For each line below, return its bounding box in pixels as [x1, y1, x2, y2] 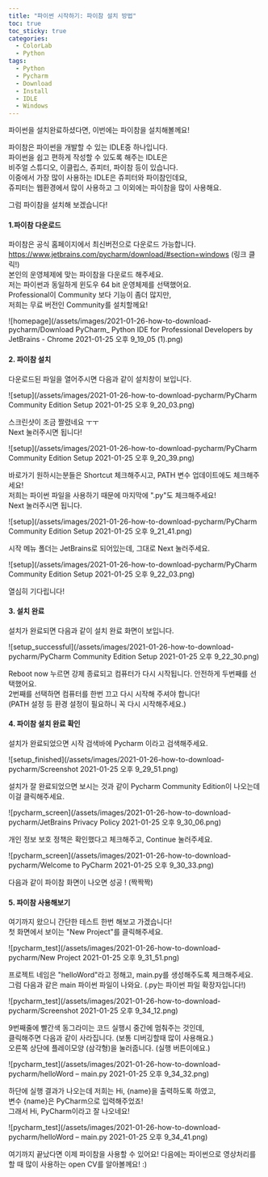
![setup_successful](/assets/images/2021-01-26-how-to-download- [8, 642, 234, 652]
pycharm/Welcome [8, 860, 72, 870]
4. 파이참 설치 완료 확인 [8, 719, 81, 728]
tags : [8, 57, 27, 65]
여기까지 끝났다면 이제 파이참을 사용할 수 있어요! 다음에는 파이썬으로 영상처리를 [8, 1150, 257, 1159]
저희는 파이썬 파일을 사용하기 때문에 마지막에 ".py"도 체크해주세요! [8, 490, 216, 500]
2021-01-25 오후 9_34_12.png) [80, 1006, 179, 1015]
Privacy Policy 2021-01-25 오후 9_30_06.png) [72, 817, 222, 827]
